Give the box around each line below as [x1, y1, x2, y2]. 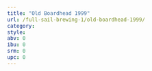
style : [7, 28, 26, 36]
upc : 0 [7, 54, 26, 61]
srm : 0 [7, 48, 26, 55]
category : [7, 22, 36, 29]
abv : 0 [7, 35, 26, 42]
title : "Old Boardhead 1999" [7, 9, 90, 17]
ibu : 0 [7, 41, 26, 48]
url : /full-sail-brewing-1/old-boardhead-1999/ [7, 16, 146, 23]
